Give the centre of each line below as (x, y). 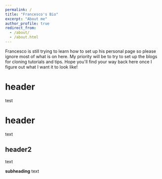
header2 (19, 150)
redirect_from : (21, 28)
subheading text (22, 171)
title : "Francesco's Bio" (32, 14)
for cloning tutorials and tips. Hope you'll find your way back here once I (79, 62)
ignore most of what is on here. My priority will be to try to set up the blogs (81, 56)
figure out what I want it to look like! (41, 67)
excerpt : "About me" (26, 19)
